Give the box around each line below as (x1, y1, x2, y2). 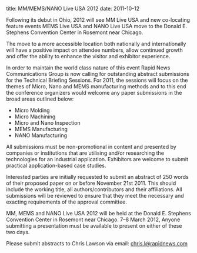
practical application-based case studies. (6, 162, 106, 169)
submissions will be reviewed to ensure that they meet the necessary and (6, 192, 184, 199)
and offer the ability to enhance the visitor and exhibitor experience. (6, 53, 171, 59)
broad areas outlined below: (6, 95, 74, 102)
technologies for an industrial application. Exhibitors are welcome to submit (6, 156, 188, 162)
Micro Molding (14, 107, 50, 114)
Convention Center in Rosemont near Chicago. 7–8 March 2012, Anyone (6, 216, 181, 223)
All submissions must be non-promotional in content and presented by (6, 144, 176, 150)
